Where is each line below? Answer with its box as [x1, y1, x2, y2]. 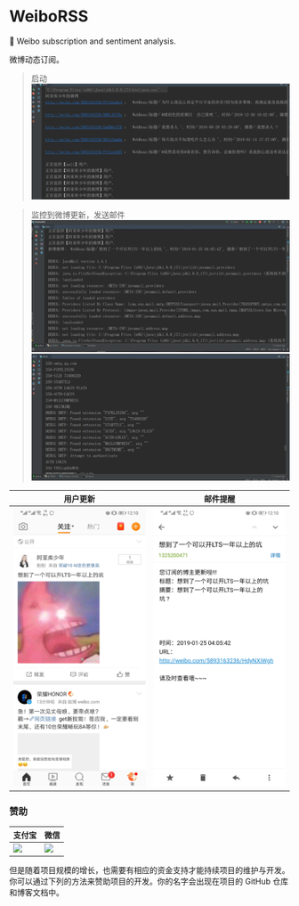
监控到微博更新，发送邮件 [30, 209, 125, 220]
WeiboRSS [9, 6, 89, 27]
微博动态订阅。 [9, 53, 64, 64]
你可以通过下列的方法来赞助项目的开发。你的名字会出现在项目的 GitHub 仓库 [9, 876, 289, 887]
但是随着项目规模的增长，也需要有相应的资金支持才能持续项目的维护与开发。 [9, 865, 290, 876]
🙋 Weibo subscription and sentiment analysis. [9, 36, 176, 46]
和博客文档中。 [9, 887, 64, 898]
